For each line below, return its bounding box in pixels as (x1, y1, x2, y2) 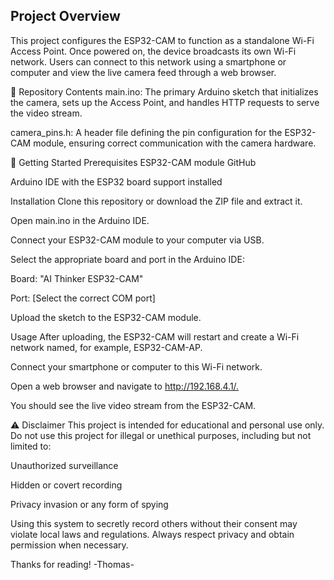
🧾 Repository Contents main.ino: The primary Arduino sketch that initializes (10, 85, 319, 98)
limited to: (10, 440, 52, 452)
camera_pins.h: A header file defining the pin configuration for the (10, 126, 283, 138)
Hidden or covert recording (10, 479, 123, 491)
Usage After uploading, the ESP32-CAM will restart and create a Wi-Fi (10, 330, 300, 343)
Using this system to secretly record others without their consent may (10, 517, 298, 529)
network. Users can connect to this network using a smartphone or (10, 55, 287, 68)
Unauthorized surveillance (10, 459, 119, 471)
